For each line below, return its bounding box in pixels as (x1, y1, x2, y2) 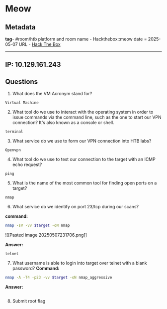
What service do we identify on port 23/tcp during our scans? (12, 204, 139, 210)
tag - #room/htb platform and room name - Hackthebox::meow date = (5, 36, 147, 42)
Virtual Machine (5, 100, 39, 105)
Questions (5, 77, 38, 86)
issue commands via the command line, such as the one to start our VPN (12, 114, 162, 120)
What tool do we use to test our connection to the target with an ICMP (12, 156, 156, 162)
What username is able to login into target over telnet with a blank (12, 260, 147, 266)
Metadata (5, 23, 36, 31)
